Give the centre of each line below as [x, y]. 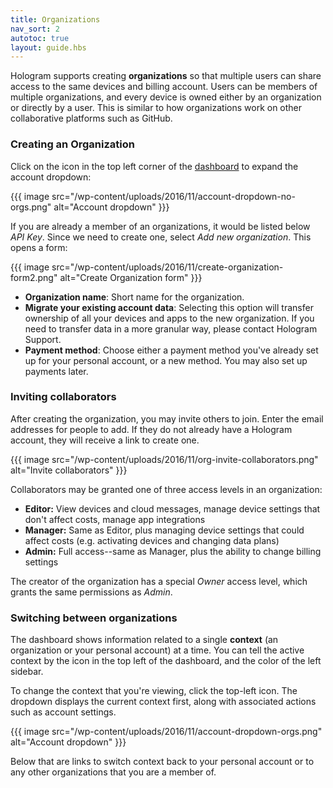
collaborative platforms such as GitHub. [91, 118]
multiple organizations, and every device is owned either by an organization [166, 97]
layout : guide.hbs [48, 47]
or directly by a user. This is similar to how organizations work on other [156, 108]
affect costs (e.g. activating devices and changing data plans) [152, 540]
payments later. [56, 371]
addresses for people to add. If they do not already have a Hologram [151, 429]
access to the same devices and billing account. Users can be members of [164, 87]
